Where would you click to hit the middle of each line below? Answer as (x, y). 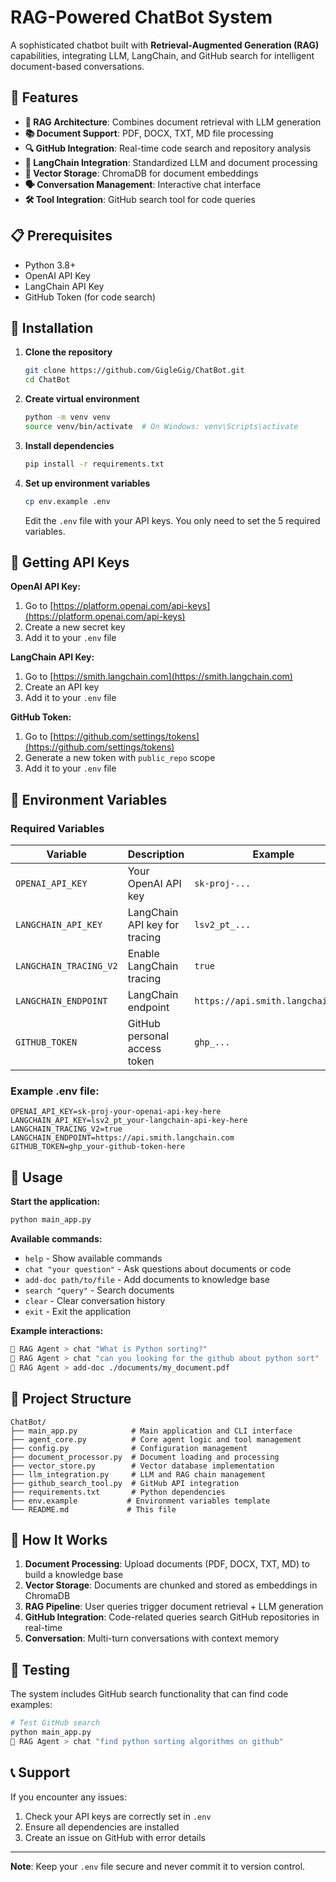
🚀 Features (44, 97)
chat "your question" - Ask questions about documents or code (158, 1269)
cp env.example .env (67, 501)
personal (148, 1036)
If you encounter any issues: (69, 1797)
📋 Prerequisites (61, 236)
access (144, 1049)
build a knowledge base (74, 1575)
